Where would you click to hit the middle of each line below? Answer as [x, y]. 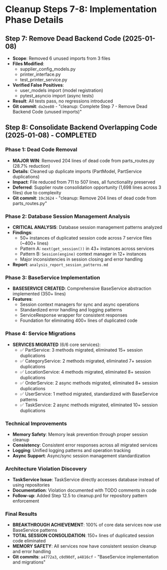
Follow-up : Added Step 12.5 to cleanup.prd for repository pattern [80, 496]
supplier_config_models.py [48, 69]
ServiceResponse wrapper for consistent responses [74, 315]
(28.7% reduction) [31, 166]
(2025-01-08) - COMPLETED [51, 135]
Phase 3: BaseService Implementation [53, 277]
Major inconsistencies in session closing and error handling [81, 259]
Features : [23, 299]
